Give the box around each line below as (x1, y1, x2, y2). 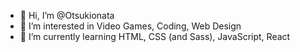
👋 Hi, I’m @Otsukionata (19, 10, 115, 21)
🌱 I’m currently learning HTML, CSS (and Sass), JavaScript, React (19, 31, 291, 42)
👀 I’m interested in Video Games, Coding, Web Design (19, 20, 242, 32)
